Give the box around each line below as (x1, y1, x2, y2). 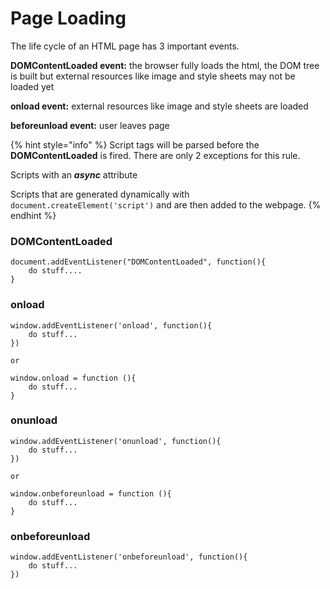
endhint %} (10, 209, 57, 221)
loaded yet (10, 80, 55, 92)
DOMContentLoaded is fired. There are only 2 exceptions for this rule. (10, 149, 301, 161)
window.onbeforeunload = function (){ (10, 488, 172, 499)
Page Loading (10, 7, 127, 30)
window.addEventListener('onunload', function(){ (10, 436, 222, 446)
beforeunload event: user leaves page (10, 119, 170, 131)
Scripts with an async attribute (10, 168, 138, 181)
